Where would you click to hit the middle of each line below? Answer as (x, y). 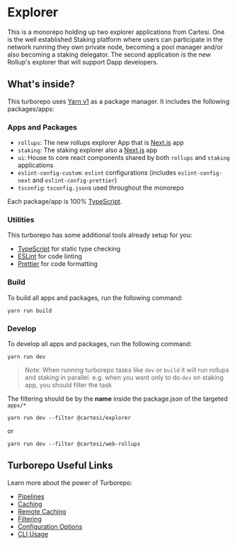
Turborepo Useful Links (60, 465)
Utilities (21, 219)
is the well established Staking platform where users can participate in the (115, 39)
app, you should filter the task (68, 385)
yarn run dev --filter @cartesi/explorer (69, 418)
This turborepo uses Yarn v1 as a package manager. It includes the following (118, 101)
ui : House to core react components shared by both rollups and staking (123, 158)
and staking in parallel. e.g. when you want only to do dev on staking (124, 377)
